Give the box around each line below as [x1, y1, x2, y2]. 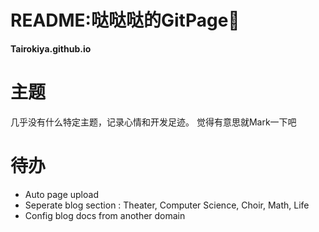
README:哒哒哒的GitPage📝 [10, 9, 240, 32]
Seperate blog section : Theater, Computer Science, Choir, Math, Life [24, 199, 310, 211]
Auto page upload [24, 188, 99, 200]
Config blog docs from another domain [24, 209, 186, 221]
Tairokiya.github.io [10, 42, 92, 55]
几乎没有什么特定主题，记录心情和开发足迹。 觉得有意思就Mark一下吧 [10, 116, 297, 128]
